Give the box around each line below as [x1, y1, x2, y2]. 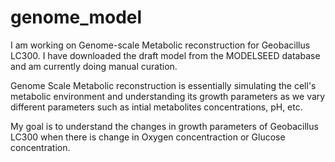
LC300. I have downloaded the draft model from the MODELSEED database [10, 49, 321, 61]
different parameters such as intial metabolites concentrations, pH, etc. [10, 101, 303, 113]
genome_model [10, 6, 143, 29]
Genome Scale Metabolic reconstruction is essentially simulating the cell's [10, 79, 317, 91]
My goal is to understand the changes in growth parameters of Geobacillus [10, 120, 319, 132]
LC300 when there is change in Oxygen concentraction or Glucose [10, 131, 286, 143]
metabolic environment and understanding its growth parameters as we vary [10, 90, 326, 102]
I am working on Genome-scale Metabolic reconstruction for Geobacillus [10, 39, 311, 51]
